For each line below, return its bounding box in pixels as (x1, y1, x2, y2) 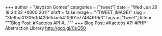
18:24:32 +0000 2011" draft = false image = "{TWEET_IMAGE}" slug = (5, 9, 146, 15)
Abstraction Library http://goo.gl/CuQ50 (5, 25, 86, 31)
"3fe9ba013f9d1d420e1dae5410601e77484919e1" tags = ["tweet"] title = (5, 15, 152, 20)
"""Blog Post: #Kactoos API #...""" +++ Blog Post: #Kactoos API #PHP (5, 20, 146, 26)
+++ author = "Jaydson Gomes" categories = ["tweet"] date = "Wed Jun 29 (5, 4, 158, 10)
